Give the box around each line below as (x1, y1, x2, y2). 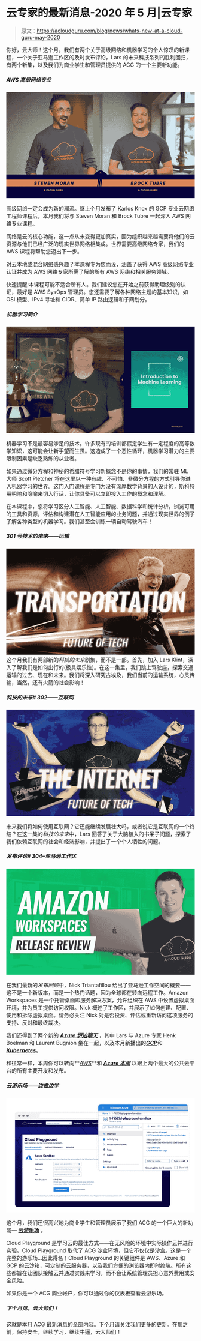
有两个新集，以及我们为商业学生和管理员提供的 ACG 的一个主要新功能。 (6, 61, 183, 68)
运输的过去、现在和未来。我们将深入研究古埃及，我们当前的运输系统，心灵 (6, 671, 190, 679)
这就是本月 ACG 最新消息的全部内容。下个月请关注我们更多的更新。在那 (6, 1321, 183, 1328)
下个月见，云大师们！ (6, 1304, 59, 1312)
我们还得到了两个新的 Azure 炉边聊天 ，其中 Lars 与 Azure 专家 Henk (6, 1032, 176, 1039)
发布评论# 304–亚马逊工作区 (6, 852, 77, 860)
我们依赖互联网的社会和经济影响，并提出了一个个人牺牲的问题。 (6, 837, 163, 845)
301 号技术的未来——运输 (6, 532, 69, 540)
